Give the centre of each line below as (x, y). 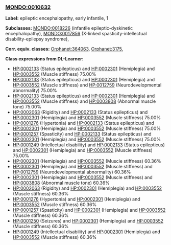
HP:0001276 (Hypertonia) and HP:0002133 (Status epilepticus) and (83, 123)
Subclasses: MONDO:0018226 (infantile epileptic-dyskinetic (69, 28)
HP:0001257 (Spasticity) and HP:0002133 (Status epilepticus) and (82, 134)
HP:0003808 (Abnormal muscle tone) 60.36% (61, 183)
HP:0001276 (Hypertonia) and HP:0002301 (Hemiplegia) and (76, 199)
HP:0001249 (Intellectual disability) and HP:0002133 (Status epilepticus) (89, 145)
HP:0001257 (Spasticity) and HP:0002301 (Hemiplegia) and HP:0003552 (89, 210)
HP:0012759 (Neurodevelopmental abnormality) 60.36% (72, 172)
